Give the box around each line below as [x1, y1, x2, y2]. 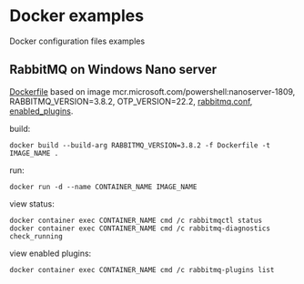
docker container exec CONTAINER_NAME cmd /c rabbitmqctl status [9, 216, 262, 225]
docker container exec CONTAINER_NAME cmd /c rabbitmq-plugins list [9, 265, 275, 274]
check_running [9, 231, 64, 241]
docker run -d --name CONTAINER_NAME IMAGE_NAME [9, 182, 198, 191]
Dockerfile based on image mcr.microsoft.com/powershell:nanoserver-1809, [9, 86, 296, 96]
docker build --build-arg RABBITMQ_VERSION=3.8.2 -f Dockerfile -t [9, 140, 271, 150]
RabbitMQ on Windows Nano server [9, 62, 218, 77]
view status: [9, 198, 55, 209]
